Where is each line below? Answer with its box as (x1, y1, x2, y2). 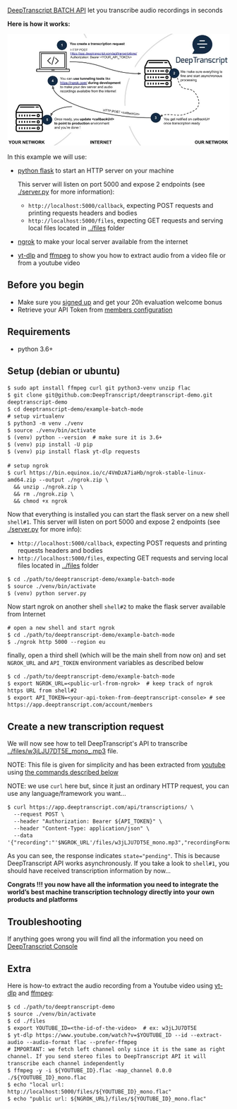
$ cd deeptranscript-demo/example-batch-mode (7, 406, 143, 413)
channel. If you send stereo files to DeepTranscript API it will (7, 1052, 207, 1060)
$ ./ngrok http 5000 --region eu (7, 639, 106, 646)
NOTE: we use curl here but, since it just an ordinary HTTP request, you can (7, 782, 229, 790)
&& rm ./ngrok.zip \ (13, 491, 74, 498)
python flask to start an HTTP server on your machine (17, 166, 174, 175)
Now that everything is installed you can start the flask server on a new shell (7, 510, 229, 519)
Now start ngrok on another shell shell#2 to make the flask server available (7, 602, 226, 611)
